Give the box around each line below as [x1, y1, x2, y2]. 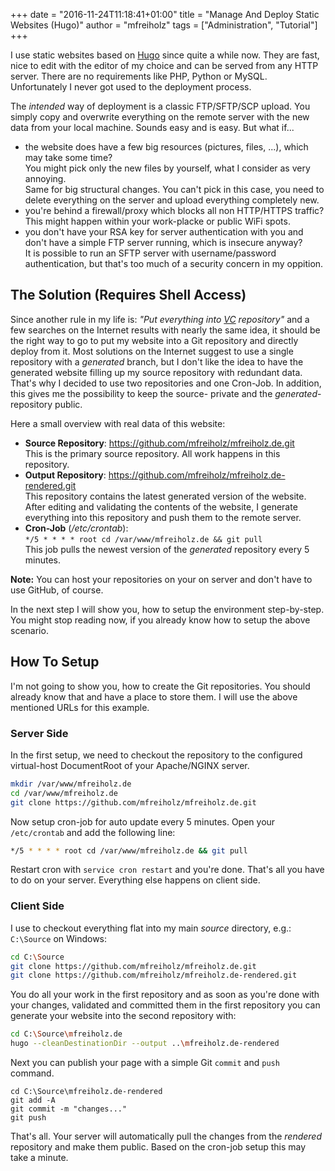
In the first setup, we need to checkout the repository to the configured [10, 749, 303, 761]
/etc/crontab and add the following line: [10, 826, 176, 838]
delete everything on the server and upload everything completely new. [24, 194, 320, 206]
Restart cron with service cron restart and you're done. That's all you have [10, 864, 325, 876]
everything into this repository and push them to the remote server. [24, 511, 302, 523]
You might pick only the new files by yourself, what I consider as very [24, 162, 311, 174]
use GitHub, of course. [10, 584, 104, 596]
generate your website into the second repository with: [10, 1010, 237, 1022]
